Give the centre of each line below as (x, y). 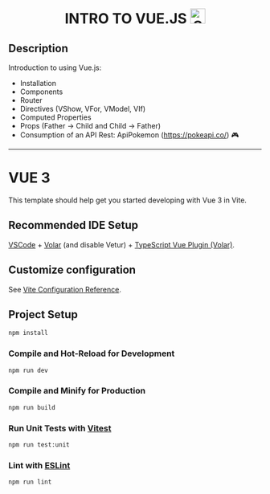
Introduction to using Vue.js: (55, 67)
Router (31, 100)
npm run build (32, 407)
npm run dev (28, 370)
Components (41, 92)
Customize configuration (72, 270)
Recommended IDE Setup (74, 225)
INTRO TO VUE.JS (126, 19)
